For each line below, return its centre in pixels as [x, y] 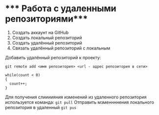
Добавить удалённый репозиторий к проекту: [53, 57]
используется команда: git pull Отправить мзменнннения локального [79, 102]
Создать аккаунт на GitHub [40, 32]
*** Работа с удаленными [61, 9]
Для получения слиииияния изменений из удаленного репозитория [76, 97]
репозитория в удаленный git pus [41, 107]
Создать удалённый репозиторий [47, 43]
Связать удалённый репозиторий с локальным [61, 48]
